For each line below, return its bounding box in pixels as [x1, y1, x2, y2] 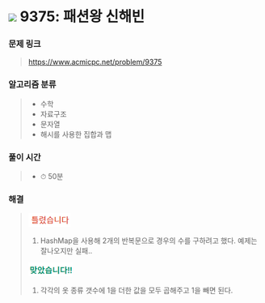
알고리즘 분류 [8, 79, 57, 90]
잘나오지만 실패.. [40, 246, 93, 256]
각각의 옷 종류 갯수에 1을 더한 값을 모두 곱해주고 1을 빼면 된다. [40, 285, 233, 296]
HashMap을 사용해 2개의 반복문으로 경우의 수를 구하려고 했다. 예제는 [40, 236, 258, 245]
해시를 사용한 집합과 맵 [40, 129, 112, 139]
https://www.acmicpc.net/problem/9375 [27, 58, 162, 67]
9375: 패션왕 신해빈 [19, 7, 145, 26]
